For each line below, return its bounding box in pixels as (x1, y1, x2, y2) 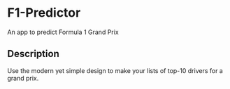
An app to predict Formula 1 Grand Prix (7, 28, 119, 36)
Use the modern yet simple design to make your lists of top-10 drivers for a (7, 66, 224, 74)
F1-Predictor (7, 5, 81, 21)
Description (7, 48, 59, 60)
